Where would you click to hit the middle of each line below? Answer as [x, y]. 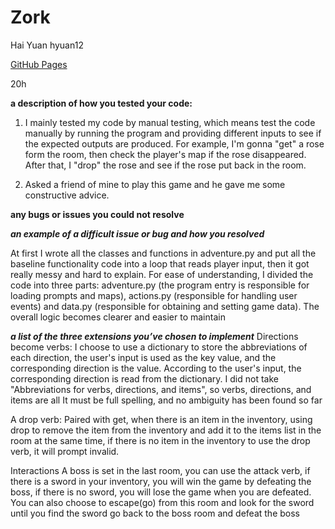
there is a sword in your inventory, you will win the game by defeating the [161, 481]
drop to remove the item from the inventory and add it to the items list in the [166, 430]
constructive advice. [67, 195]
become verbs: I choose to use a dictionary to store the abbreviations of [159, 347]
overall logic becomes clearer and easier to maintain [118, 317]
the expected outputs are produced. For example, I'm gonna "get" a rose [174, 143]
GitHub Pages [39, 64]
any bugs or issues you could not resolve [97, 214]
